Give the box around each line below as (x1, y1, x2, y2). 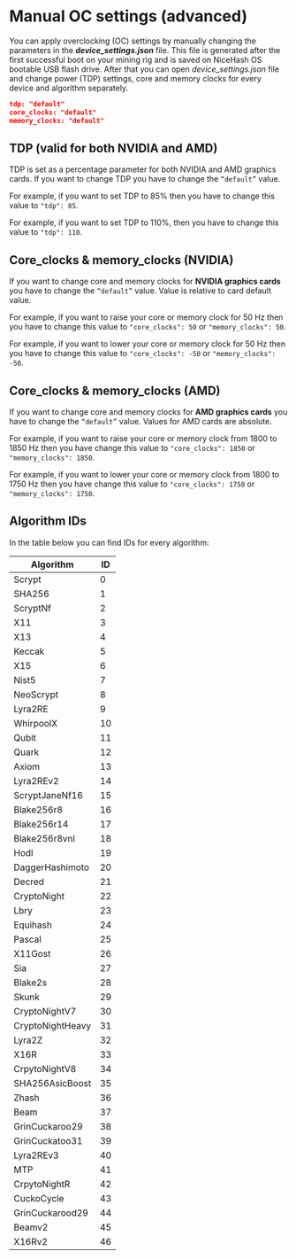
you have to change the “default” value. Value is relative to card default (9, 285, 272, 296)
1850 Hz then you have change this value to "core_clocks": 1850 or (9, 443, 256, 453)
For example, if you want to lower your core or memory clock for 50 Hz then (9, 338, 285, 349)
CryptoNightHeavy (13, 1019, 91, 1031)
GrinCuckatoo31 (13, 1134, 83, 1146)
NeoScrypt (13, 688, 59, 701)
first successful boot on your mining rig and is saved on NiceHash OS (9, 54, 262, 65)
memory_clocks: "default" (9, 116, 104, 125)
